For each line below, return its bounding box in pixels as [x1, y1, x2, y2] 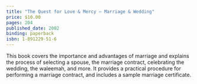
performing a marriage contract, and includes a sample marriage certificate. [6, 72, 192, 78]
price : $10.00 [6, 14, 41, 20]
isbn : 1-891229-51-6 [6, 36, 57, 42]
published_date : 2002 [6, 25, 60, 31]
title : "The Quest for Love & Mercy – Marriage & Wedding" [6, 8, 155, 15]
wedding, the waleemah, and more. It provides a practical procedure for [6, 65, 182, 72]
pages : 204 [6, 20, 33, 25]
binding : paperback [6, 31, 54, 37]
